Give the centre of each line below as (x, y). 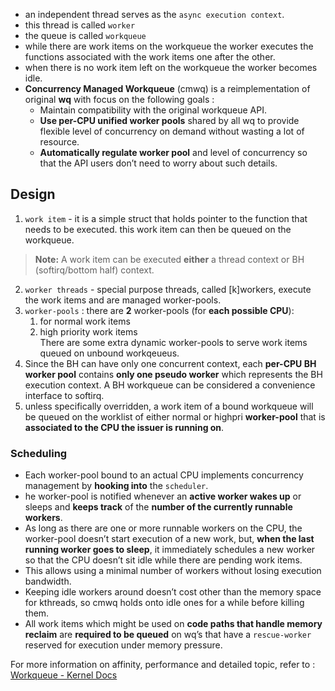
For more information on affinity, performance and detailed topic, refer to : (163, 665)
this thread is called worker (80, 25)
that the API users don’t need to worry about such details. (158, 163)
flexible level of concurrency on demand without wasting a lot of (172, 131)
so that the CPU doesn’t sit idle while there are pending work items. (163, 560)
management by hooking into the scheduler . (116, 486)
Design (33, 194)
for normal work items (85, 321)
